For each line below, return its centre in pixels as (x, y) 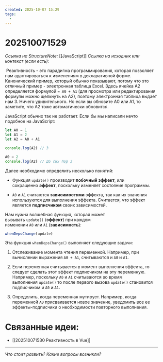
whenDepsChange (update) (29, 234)
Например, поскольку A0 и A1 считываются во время (67, 277)
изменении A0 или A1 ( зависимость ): (43, 224)
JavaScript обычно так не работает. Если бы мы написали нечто (72, 116)
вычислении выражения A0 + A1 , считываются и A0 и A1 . (70, 258)
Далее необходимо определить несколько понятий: (59, 171)
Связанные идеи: (42, 327)
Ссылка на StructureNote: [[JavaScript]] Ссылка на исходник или (72, 56)
